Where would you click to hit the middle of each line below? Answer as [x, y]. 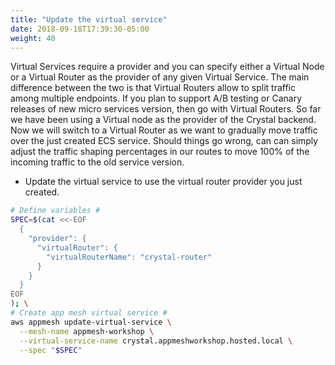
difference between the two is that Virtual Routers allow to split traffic [153, 88]
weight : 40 [33, 38]
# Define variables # [55, 211]
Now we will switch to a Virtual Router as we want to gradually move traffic [164, 130]
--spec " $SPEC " [51, 350]
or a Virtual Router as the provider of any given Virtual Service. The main [160, 77]
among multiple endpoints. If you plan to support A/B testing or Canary [156, 98]
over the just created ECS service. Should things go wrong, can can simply [164, 141]
